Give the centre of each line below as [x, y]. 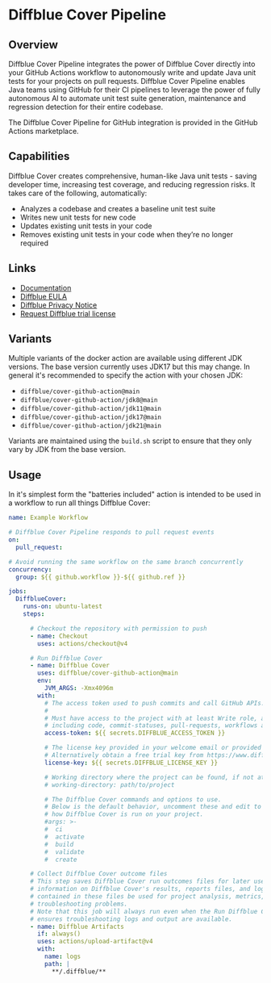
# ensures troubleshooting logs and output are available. [131, 919]
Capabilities [39, 156]
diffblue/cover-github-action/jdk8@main [89, 400]
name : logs [63, 956]
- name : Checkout [59, 636]
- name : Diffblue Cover [70, 666]
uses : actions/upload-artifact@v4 [95, 942]
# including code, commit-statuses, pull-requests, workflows [151, 726]
